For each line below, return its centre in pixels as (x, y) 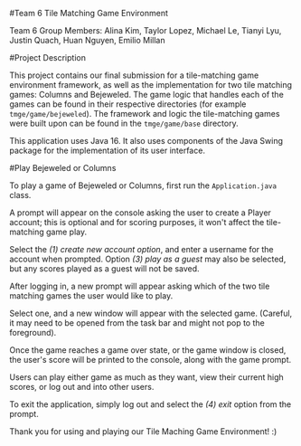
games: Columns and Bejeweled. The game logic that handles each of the (147, 95)
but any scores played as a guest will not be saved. (105, 269)
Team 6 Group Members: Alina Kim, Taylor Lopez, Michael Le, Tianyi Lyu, (146, 30)
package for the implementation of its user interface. (108, 150)
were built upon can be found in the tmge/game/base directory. (124, 123)
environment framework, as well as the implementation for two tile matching (150, 85)
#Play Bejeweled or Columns (63, 168)
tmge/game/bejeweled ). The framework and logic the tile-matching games (145, 114)
